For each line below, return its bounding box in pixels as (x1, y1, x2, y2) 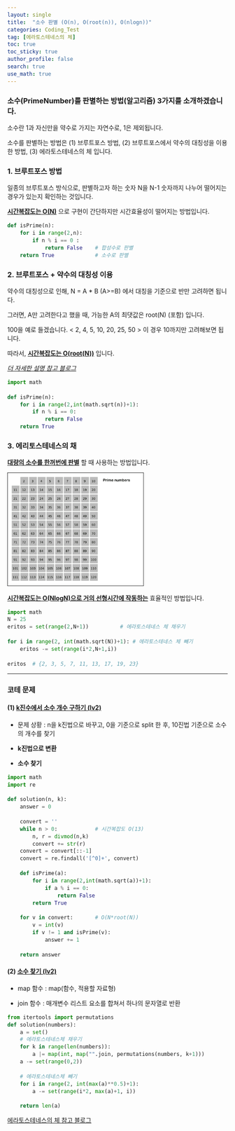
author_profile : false (7, 56, 73, 63)
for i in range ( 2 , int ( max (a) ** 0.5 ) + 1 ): (20, 1080, 139, 1088)
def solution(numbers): (7, 1021, 77, 1028)
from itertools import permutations (7, 1013, 114, 1021)
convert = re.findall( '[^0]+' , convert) (20, 855, 139, 862)
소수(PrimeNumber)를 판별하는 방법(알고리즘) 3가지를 (7, 95, 182, 105)
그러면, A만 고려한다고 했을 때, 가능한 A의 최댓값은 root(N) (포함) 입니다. (7, 310, 205, 319)
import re (7, 781, 36, 788)
